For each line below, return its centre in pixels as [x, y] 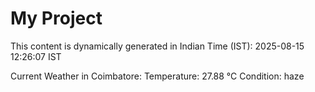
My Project [56, 18]
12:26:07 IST [36, 56]
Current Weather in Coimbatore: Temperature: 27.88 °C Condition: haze [157, 76]
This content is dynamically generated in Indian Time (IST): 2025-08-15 [157, 46]
